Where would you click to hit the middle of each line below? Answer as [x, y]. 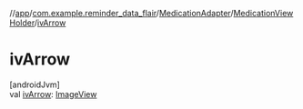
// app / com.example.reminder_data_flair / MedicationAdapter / [121, 13]
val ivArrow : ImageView [53, 94]
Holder [22, 23]
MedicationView [263, 13]
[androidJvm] [35, 84]
